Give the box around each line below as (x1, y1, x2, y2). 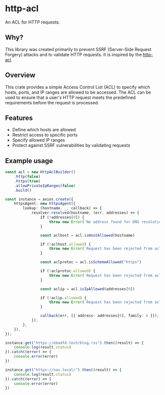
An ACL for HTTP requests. (5, 19, 60, 25)
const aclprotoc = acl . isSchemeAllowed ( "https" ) (40, 260, 141, 265)
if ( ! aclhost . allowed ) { (40, 242, 91, 247)
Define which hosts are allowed (12, 127, 76, 133)
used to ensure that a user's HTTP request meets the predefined (5, 94, 136, 100)
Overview (5, 71, 36, 79)
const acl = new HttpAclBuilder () (5, 170, 76, 174)
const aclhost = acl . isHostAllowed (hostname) (40, 233, 135, 238)
